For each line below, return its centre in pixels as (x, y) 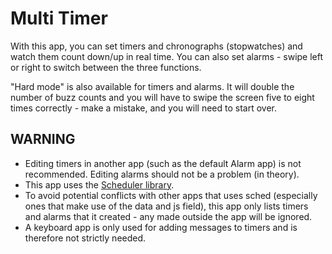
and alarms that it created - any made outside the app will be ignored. (168, 216)
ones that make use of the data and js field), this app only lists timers (166, 206)
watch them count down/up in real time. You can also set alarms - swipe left (167, 56)
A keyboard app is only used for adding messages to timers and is (161, 227)
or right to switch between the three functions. (106, 67)
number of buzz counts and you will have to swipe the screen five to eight (162, 97)
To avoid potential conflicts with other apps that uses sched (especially (171, 195)
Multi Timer (59, 18)
